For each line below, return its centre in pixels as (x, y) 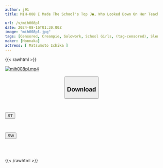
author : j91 (17, 9)
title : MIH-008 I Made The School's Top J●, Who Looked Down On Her (76, 14)
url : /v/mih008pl (23, 23)
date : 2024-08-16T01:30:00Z (33, 27)
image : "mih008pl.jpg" (28, 32)
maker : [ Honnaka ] (23, 41)
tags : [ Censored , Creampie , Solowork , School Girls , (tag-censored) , (77, 37)
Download (81, 89)
